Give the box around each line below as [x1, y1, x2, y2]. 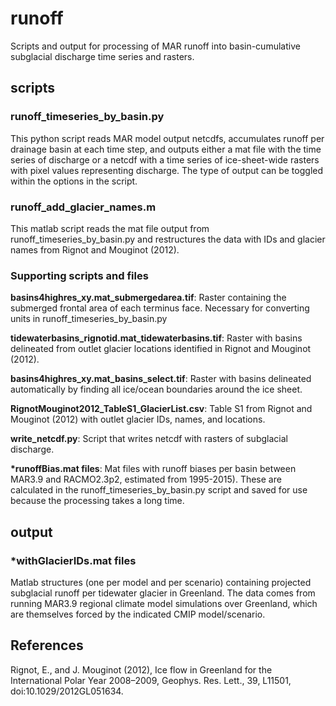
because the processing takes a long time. [10, 495, 185, 507]
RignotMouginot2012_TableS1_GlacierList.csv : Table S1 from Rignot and [10, 403, 313, 415]
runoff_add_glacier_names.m [10, 200, 157, 214]
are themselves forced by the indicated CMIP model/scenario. [10, 608, 266, 620]
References [10, 637, 84, 654]
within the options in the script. [10, 175, 138, 187]
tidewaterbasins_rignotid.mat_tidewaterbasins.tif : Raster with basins [10, 332, 303, 344]
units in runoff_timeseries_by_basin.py [10, 313, 168, 325]
